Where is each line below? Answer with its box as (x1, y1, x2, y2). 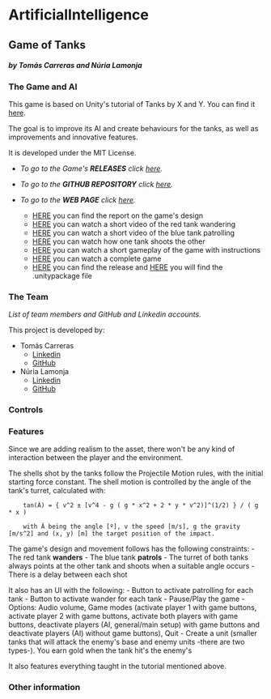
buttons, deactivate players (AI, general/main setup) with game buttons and (8, 620, 260, 629)
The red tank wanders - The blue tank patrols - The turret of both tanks (8, 552, 249, 562)
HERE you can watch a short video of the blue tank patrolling (32, 228, 235, 237)
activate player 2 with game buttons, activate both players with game (8, 612, 239, 621)
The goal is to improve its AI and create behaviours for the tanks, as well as (8, 123, 259, 133)
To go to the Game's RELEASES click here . (19, 164, 163, 173)
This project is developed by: (8, 326, 105, 335)
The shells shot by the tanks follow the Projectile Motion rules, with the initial (8, 468, 264, 479)
